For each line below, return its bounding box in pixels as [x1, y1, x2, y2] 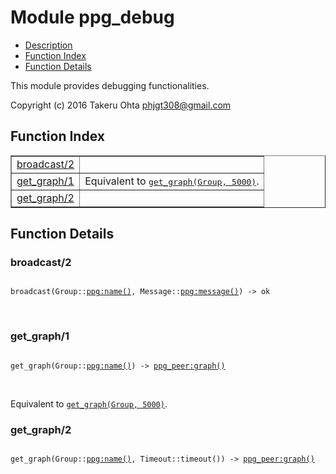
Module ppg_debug [10, 6, 175, 29]
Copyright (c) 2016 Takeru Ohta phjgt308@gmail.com [10, 99, 232, 111]
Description [24, 39, 73, 51]
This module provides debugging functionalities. [10, 79, 210, 91]
